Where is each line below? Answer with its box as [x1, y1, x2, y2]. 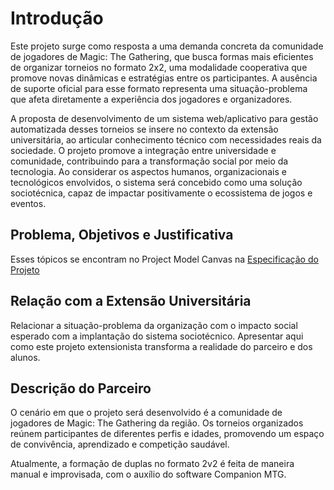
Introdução [10, 7, 104, 30]
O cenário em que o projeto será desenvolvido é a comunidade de [10, 407, 283, 419]
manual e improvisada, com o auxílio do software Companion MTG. [10, 468, 287, 481]
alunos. [10, 351, 41, 363]
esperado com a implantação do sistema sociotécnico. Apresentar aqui [10, 330, 304, 342]
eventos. [10, 197, 47, 209]
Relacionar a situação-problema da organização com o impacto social [10, 319, 298, 331]
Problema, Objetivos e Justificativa [10, 227, 234, 244]
